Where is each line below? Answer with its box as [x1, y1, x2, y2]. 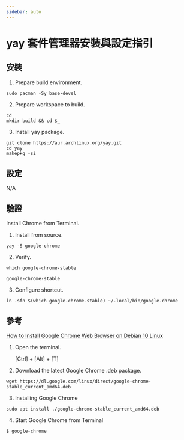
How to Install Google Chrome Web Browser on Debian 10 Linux [6, 332, 164, 340]
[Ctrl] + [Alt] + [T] [14, 355, 59, 362]
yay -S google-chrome [6, 243, 61, 249]
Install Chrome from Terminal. [6, 220, 80, 227]
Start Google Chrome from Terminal [14, 417, 104, 424]
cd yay [6, 145, 23, 151]
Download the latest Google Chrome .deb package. [14, 367, 142, 374]
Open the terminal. [14, 344, 61, 351]
